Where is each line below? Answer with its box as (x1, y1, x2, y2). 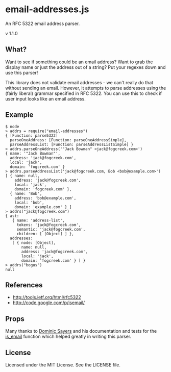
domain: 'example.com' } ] (14, 204, 72, 210)
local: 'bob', (14, 200, 44, 205)
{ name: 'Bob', (10, 191, 42, 196)
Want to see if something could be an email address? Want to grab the (5, 59, 153, 65)
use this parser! (5, 69, 38, 76)
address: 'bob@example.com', (14, 195, 77, 201)
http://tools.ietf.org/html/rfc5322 (12, 294, 82, 301)
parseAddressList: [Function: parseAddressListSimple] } (10, 142, 134, 147)
